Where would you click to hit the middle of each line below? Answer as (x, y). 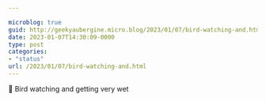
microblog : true (35, 22)
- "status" (26, 59)
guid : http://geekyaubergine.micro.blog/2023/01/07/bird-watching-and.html (136, 30)
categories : (28, 52)
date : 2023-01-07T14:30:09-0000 (61, 37)
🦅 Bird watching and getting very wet (68, 88)
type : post (26, 44)
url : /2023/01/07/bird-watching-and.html (78, 67)
